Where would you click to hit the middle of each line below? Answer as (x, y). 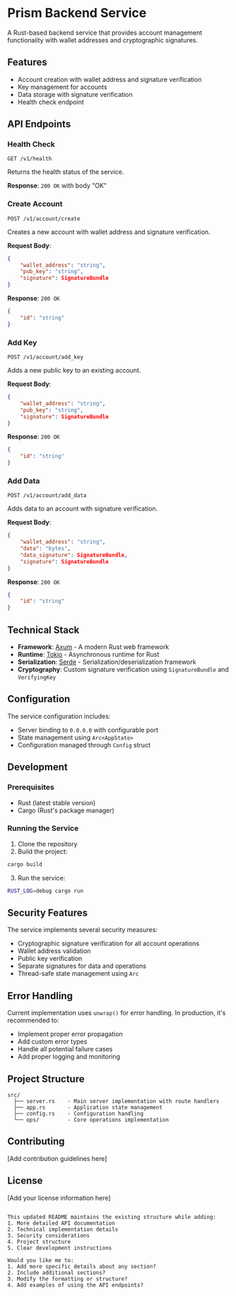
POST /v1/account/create (44, 218)
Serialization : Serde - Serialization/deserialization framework (107, 662)
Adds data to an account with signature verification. (83, 509)
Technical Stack (43, 630)
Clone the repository (47, 843)
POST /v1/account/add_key (45, 357)
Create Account (35, 204)
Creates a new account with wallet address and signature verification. (109, 232)
